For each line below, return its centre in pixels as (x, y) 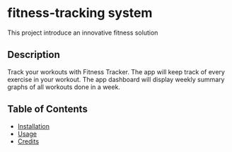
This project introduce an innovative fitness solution (83, 33)
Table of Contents (48, 109)
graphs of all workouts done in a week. (64, 87)
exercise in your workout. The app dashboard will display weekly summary (116, 79)
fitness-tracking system (80, 13)
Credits (28, 141)
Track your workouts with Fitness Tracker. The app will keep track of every (116, 71)
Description (34, 55)
